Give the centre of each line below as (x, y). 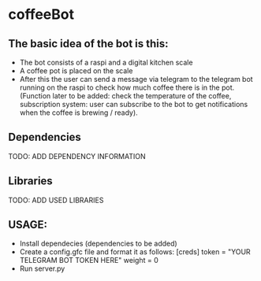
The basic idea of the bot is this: (88, 44)
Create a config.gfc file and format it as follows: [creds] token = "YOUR (135, 252)
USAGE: (28, 225)
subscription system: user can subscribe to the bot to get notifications (134, 104)
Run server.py (42, 268)
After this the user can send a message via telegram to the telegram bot (136, 79)
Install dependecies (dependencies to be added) (98, 244)
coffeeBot (41, 15)
